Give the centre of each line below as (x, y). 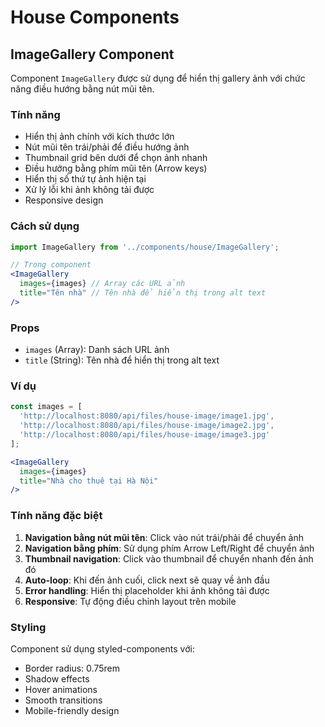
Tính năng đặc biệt (56, 516)
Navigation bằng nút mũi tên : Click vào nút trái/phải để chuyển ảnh (164, 537)
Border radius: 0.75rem (72, 668)
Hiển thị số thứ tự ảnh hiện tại (85, 179)
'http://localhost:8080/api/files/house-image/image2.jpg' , (147, 426)
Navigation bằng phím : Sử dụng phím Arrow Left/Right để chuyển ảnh (169, 548)
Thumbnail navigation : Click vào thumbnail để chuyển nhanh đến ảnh (169, 558)
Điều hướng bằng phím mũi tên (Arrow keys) (116, 168)
